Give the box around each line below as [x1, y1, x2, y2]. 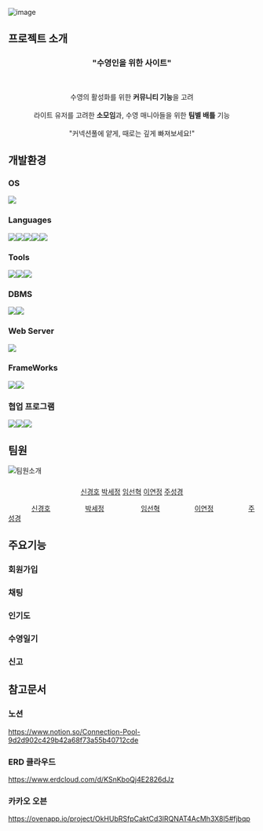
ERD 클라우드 [8, 756, 57, 767]
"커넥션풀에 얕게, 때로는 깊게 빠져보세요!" [69, 128, 195, 137]
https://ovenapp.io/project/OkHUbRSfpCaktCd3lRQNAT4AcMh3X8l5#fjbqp [8, 814, 251, 824]
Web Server [8, 326, 55, 337]
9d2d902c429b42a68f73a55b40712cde [8, 735, 139, 745]
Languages [8, 214, 53, 225]
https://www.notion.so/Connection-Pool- [8, 727, 141, 736]
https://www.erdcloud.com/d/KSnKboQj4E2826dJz [8, 774, 174, 784]
